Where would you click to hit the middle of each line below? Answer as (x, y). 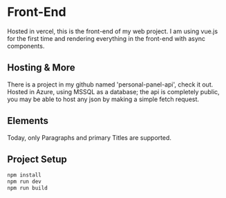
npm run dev (24, 182)
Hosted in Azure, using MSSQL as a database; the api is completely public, (113, 91)
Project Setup (37, 159)
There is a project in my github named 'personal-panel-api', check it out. (110, 84)
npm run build (28, 188)
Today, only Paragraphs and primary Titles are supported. (89, 137)
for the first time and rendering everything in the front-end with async (106, 38)
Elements (28, 121)
